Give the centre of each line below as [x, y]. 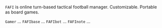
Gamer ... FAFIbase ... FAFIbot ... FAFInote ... [48, 21]
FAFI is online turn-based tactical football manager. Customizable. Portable [81, 7]
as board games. [22, 12]
